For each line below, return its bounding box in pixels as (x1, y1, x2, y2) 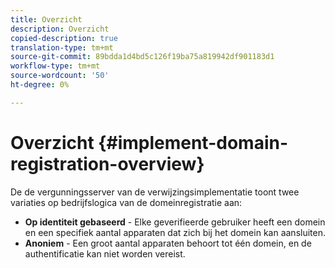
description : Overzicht (10, 24, 110, 34)
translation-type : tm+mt (10, 42, 114, 53)
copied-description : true (10, 33, 118, 43)
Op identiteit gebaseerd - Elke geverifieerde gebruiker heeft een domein (24, 216, 326, 228)
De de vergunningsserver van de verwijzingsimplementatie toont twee (10, 186, 300, 198)
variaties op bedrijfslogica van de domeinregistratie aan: (10, 196, 243, 208)
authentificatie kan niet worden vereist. (24, 247, 186, 260)
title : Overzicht (10, 14, 83, 25)
